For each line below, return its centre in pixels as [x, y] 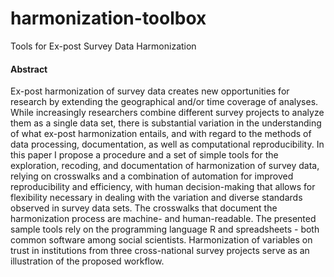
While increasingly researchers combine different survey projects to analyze [167, 113]
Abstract [29, 69]
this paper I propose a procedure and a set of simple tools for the [144, 155]
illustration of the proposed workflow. [87, 261]
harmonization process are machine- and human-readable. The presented [163, 219]
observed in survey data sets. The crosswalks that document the [144, 208]
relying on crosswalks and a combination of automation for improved [152, 176]
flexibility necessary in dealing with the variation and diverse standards [156, 198]
